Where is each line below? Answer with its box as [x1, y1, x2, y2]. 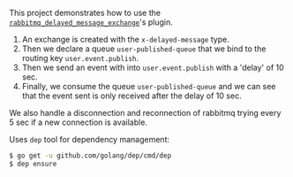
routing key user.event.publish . [21, 53, 139, 63]
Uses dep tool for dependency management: [9, 135, 170, 144]
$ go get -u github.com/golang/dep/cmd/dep [9, 151, 172, 160]
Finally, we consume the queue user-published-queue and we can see [21, 81, 276, 91]
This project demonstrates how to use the [9, 8, 162, 18]
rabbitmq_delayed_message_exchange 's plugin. [9, 17, 174, 27]
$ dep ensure [9, 159, 57, 168]
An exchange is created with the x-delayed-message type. [21, 35, 229, 44]
